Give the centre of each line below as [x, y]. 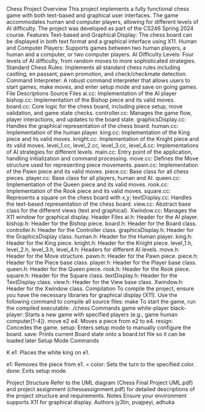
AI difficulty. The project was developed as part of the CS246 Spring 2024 [100, 28]
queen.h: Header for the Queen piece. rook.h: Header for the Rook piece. [99, 269]
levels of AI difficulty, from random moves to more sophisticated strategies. [101, 61]
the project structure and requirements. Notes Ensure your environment [96, 395]
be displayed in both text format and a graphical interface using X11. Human [102, 41]
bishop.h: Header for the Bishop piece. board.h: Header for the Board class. [102, 223]
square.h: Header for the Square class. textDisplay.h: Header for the [92, 275]
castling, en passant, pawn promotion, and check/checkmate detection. [97, 74]
